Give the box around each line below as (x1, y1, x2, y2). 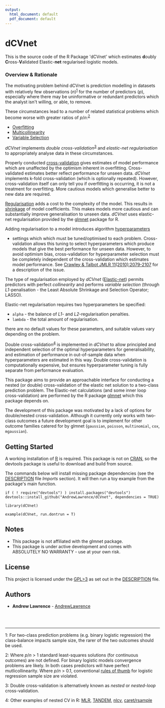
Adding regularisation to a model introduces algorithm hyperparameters (5, 226, 150, 232)
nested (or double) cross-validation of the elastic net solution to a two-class (5, 382, 159, 388)
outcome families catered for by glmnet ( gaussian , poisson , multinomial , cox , (5, 423, 160, 429)
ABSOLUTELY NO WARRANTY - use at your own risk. (12, 549, 121, 554)
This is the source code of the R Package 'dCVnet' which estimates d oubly (5, 54, 157, 60)
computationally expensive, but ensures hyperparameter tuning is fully (5, 362, 148, 368)
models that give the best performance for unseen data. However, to (12, 246, 151, 251)
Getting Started (5, 442, 54, 451)
